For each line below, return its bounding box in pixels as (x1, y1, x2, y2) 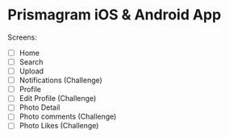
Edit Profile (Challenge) (19, 94, 97, 103)
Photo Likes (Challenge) (19, 121, 99, 131)
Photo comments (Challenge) (19, 111, 117, 122)
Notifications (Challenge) (19, 75, 102, 86)
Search (19, 57, 44, 66)
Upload (19, 66, 44, 76)
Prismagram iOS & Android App (7, 6, 222, 24)
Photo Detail (19, 102, 60, 112)
